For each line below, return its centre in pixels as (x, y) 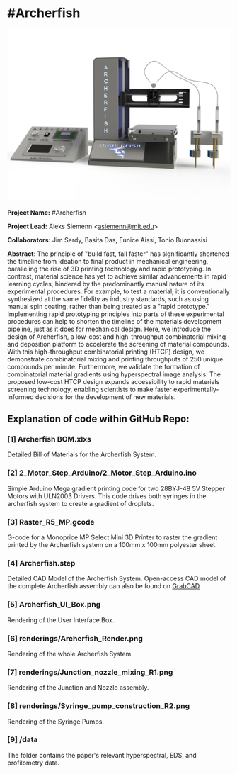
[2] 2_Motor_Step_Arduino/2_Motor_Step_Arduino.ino (102, 473)
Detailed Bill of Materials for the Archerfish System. (82, 454)
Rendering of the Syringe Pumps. (56, 722)
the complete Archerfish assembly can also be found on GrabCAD (104, 586)
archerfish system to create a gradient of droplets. (81, 503)
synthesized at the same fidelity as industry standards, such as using (108, 298)
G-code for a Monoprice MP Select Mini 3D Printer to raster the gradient (112, 537)
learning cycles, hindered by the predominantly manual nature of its (106, 284)
